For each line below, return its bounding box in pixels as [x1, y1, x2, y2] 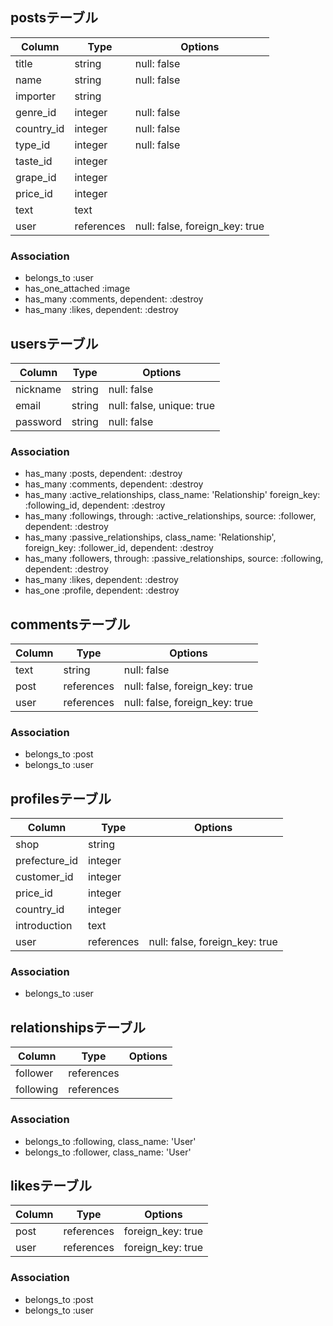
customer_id [15, 870, 74, 884]
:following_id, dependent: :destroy [24, 499, 166, 512]
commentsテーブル [10, 616, 131, 633]
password [15, 414, 62, 428]
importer [15, 89, 56, 103]
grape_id [15, 170, 57, 184]
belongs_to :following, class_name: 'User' [24, 1135, 197, 1147]
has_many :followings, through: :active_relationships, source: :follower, [24, 510, 317, 522]
